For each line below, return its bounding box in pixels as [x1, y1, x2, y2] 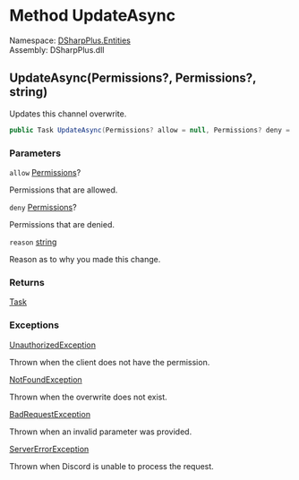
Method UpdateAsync [9, 5, 176, 26]
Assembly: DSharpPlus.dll [9, 44, 105, 55]
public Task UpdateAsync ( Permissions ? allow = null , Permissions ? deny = [9, 125, 291, 134]
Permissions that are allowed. [9, 184, 118, 195]
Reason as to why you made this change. [9, 253, 161, 264]
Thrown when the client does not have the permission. [9, 356, 210, 367]
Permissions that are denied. [9, 219, 115, 229]
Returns [9, 276, 45, 288]
